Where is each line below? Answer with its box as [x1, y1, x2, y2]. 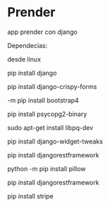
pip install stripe [7, 191, 54, 200]
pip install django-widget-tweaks [7, 137, 104, 146]
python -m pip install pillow [7, 164, 86, 173]
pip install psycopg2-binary [7, 110, 87, 118]
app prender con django [7, 28, 78, 36]
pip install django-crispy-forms [7, 82, 97, 90]
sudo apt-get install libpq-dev [7, 123, 94, 131]
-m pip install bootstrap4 [7, 96, 79, 105]
